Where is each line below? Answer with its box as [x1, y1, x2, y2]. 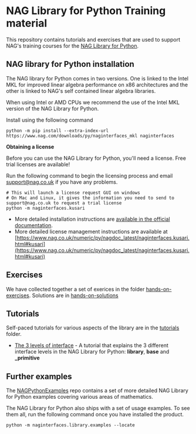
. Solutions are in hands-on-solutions [29, 292, 119, 299]
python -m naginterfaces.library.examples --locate [6, 422, 135, 428]
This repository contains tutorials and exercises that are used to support [6, 36, 181, 43]
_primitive [14, 354, 40, 362]
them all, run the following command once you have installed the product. [6, 411, 184, 418]
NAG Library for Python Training [6, 4, 166, 18]
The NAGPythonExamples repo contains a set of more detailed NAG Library [6, 387, 189, 394]
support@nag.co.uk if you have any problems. [6, 178, 118, 186]
